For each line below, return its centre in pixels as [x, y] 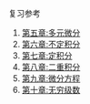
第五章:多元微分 [51, 33]
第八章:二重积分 [51, 67]
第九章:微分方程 [51, 78]
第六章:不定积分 [51, 44]
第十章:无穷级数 [51, 90]
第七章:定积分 [47, 56]
